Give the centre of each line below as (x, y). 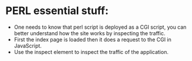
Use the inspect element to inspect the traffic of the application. (91, 52)
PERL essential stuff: (57, 11)
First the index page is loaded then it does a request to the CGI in (92, 39)
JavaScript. (28, 46)
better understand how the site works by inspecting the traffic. (90, 33)
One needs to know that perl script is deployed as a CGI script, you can (100, 27)
